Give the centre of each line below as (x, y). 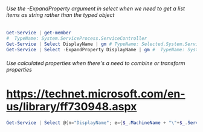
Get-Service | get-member (39, 33)
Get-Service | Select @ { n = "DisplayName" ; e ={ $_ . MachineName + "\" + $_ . (97, 123)
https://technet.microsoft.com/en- (96, 94)
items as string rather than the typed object (60, 14)
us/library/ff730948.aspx (72, 107)
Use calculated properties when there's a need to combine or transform (96, 63)
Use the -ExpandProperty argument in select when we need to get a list (96, 8)
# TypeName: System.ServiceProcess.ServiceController (77, 39)
